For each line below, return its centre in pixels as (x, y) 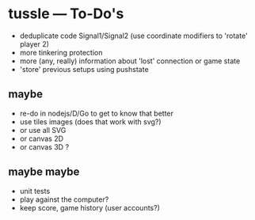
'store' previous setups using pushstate (84, 69)
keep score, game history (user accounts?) (89, 207)
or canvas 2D (42, 138)
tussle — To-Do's (66, 14)
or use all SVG (43, 130)
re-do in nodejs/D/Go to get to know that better (97, 113)
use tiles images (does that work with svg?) (90, 121)
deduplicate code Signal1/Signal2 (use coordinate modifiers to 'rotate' (133, 36)
